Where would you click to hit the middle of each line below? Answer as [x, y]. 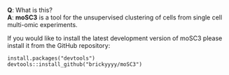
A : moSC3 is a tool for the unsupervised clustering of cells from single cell [115, 17]
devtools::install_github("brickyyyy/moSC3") [75, 65]
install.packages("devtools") [51, 58]
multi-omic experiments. [43, 25]
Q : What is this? [30, 10]
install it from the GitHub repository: [59, 45]
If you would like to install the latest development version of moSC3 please [115, 38]
